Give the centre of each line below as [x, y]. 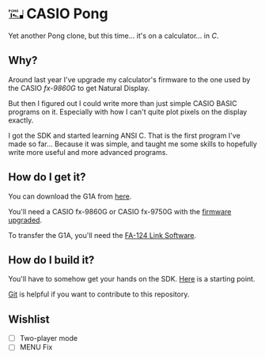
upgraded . [25, 220]
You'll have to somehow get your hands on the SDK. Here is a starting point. [132, 279]
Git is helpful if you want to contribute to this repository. [99, 294]
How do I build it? [51, 260]
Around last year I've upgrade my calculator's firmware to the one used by [129, 79]
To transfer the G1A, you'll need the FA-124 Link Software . [102, 235]
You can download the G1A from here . [70, 196]
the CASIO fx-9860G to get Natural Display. [79, 88]
